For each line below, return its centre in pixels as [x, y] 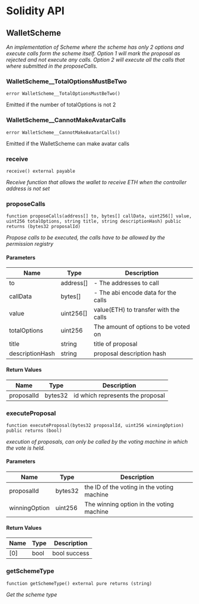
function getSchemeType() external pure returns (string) [79, 583]
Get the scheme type [32, 594]
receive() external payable [41, 171]
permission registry [30, 244]
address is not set [28, 188]
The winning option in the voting [129, 504]
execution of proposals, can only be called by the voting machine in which [97, 441]
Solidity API [36, 11]
